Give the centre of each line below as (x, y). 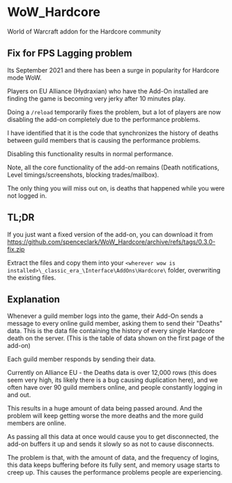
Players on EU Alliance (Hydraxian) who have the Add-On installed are (108, 91)
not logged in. (27, 195)
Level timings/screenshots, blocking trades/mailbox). (83, 174)
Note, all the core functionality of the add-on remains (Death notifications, (113, 167)
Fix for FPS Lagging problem (70, 53)
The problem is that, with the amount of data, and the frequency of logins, (113, 458)
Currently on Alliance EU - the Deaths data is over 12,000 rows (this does (112, 373)
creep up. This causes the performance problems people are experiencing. (115, 473)
